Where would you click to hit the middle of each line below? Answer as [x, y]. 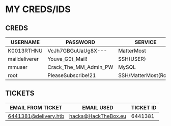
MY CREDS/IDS [38, 9]
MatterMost [132, 51]
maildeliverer [23, 59]
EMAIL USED [98, 107]
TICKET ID [144, 107]
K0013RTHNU [25, 51]
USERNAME [25, 42]
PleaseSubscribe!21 [72, 75]
